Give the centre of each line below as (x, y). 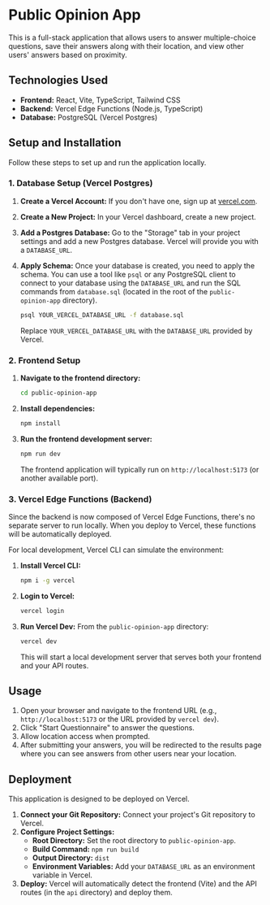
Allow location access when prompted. (85, 737)
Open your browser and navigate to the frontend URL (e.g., (118, 711)
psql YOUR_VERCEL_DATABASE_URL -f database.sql (102, 315)
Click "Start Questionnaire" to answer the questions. (107, 728)
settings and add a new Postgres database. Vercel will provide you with (139, 241)
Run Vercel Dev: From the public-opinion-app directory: (114, 626)
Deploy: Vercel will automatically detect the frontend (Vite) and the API (139, 884)
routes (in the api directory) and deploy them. (96, 893)
